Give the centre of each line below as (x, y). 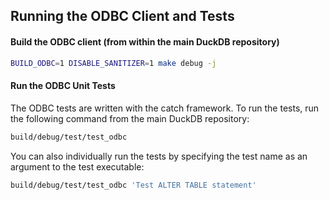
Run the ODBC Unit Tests (63, 86)
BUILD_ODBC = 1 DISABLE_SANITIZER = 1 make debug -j (113, 63)
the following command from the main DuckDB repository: (130, 118)
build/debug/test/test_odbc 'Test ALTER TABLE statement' (133, 185)
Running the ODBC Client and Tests (122, 16)
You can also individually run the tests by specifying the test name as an (159, 156)
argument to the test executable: (77, 166)
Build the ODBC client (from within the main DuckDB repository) (145, 41)
